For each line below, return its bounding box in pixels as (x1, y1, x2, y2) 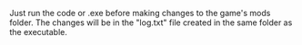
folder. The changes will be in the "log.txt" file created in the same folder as (9, 17, 293, 28)
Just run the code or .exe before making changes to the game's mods (9, 8, 271, 18)
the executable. (9, 27, 68, 37)
